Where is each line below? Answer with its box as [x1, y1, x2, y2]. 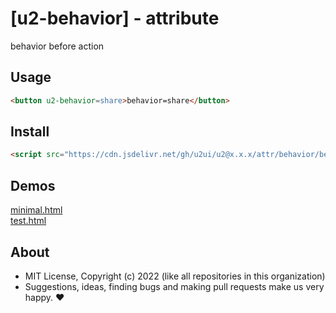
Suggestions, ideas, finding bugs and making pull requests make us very [24, 280, 325, 292]
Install [10, 123, 50, 141]
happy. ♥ [24, 291, 65, 303]
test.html [10, 215, 47, 227]
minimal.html [10, 204, 63, 216]
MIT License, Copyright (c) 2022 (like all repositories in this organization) [24, 270, 326, 282]
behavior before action [10, 40, 105, 52]
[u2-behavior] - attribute [10, 7, 220, 30]
